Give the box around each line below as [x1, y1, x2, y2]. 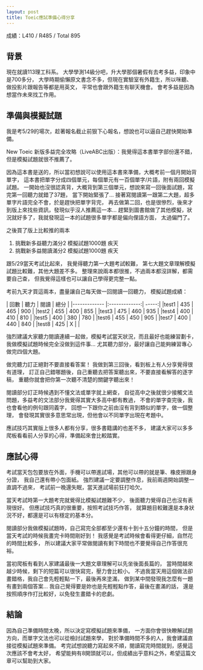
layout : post [6, 8, 39, 15]
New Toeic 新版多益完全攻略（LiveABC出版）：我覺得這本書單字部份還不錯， [6, 148, 196, 155]
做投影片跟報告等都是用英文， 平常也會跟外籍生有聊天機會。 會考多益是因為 [6, 83, 195, 91]
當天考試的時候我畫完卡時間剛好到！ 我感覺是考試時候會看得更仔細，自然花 [6, 532, 193, 539]
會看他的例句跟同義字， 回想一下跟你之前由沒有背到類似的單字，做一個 [11, 404, 188, 411]
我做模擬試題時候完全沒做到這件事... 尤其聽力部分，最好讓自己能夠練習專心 [6, 340, 193, 348]
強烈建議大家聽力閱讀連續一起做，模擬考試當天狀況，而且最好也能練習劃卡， [6, 333, 197, 340]
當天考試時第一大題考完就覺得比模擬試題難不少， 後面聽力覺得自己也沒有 [6, 496, 188, 504]
